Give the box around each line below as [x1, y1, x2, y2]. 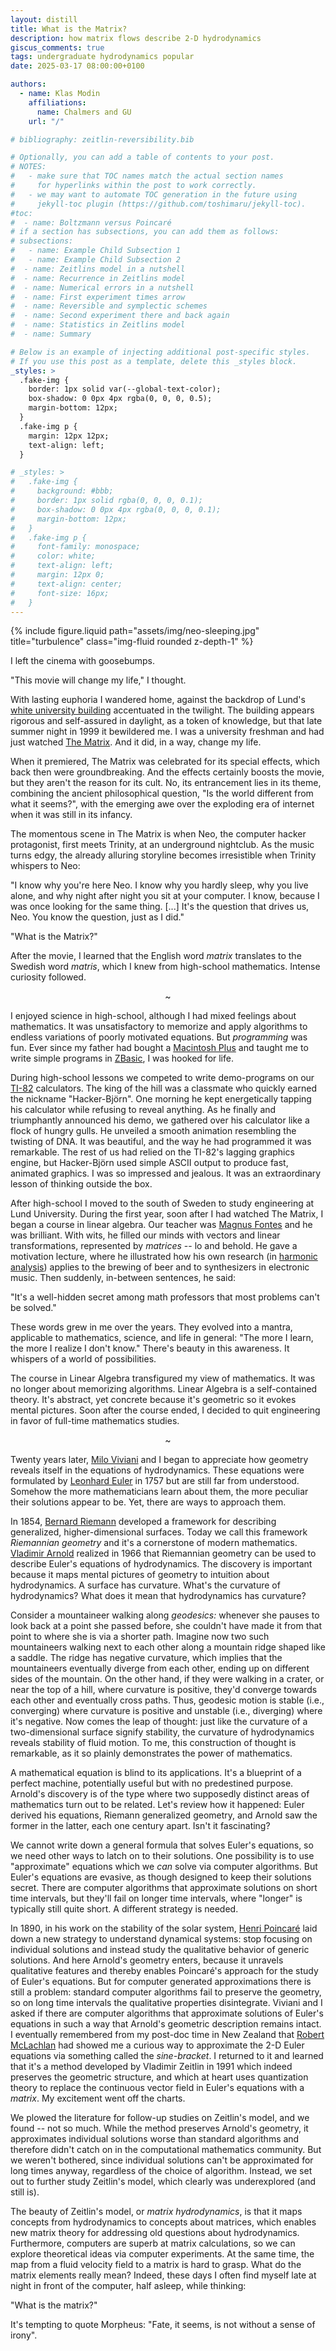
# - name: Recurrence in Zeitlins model [10, 273, 186, 283]
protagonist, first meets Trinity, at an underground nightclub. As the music [10, 839, 315, 851]
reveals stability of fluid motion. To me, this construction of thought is [10, 1737, 297, 1749]
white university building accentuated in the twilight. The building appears [10, 704, 315, 716]
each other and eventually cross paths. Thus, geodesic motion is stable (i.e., [10, 1694, 325, 1706]
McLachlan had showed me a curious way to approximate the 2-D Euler [10, 2039, 305, 2051]
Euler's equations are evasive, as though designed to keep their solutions [10, 1871, 312, 1883]
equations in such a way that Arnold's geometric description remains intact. [10, 2018, 322, 2030]
